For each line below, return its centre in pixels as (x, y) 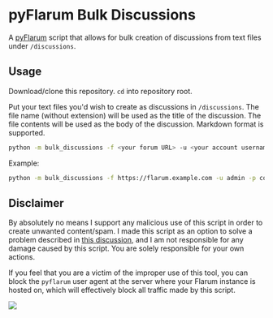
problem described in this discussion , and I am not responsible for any (126, 240)
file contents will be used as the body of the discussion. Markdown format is (136, 124)
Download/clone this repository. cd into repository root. (100, 91)
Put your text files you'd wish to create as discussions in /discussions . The (134, 106)
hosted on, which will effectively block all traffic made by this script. (122, 290)
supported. (27, 132)
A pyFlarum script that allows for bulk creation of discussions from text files (135, 37)
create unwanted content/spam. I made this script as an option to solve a (131, 231)
